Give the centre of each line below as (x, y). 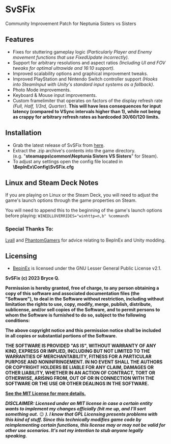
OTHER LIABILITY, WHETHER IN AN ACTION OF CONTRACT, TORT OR (80, 373)
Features (20, 40)
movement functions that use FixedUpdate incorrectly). (71, 57)
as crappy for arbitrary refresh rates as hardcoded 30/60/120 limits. (86, 117)
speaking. (16, 436)
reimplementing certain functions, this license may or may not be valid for (85, 425)
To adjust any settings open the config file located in (68, 161)
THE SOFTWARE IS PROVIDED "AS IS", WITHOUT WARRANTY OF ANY (81, 346)
